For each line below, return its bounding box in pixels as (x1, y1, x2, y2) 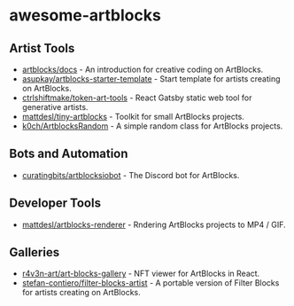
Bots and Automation (9, 146, 128, 161)
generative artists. (21, 102, 89, 112)
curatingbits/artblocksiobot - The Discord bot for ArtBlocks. (21, 169, 240, 180)
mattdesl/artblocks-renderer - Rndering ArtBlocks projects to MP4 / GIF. (21, 219, 286, 230)
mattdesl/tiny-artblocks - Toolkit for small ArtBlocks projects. (21, 112, 245, 122)
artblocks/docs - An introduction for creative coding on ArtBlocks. (21, 64, 264, 75)
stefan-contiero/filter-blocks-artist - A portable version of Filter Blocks (21, 278, 280, 288)
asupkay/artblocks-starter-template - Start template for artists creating (21, 74, 281, 84)
